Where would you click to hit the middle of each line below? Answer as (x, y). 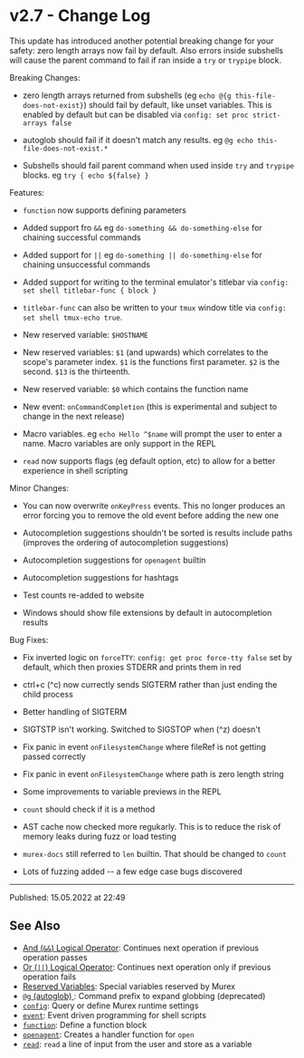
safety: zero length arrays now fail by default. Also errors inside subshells (146, 50)
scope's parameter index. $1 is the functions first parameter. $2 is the (151, 361)
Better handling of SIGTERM (75, 711)
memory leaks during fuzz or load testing (99, 836)
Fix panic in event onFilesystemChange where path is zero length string (153, 774)
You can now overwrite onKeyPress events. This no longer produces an (154, 505)
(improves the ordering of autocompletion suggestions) (125, 542)
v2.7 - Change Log (80, 16)
